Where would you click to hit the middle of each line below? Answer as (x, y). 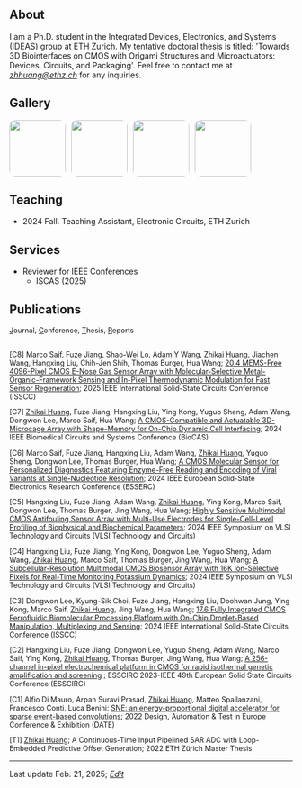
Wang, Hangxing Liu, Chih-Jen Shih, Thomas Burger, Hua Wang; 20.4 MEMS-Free (146, 362)
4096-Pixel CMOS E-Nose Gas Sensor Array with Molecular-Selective (126, 371)
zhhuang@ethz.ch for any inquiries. (75, 75)
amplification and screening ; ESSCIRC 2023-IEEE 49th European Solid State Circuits (151, 676)
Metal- (255, 371)
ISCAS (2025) (61, 281)
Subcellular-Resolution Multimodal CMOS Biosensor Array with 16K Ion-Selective (144, 569)
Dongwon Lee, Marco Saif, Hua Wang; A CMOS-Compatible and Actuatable (135, 421)
